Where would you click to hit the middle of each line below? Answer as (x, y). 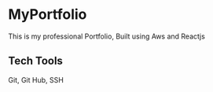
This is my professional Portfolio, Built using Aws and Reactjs (107, 36)
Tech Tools (35, 61)
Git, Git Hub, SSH (36, 79)
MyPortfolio (48, 15)
